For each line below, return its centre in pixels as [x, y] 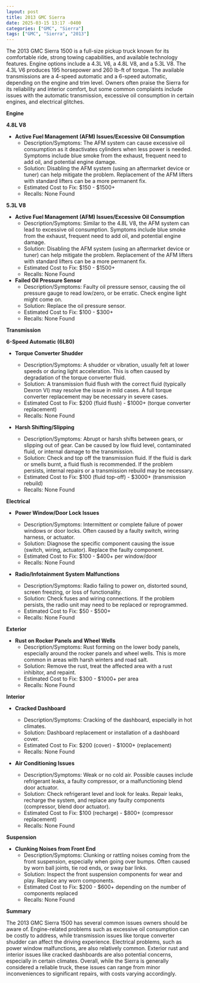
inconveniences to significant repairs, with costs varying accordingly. [91, 974]
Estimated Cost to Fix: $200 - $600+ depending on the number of [105, 887]
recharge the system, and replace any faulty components [94, 800]
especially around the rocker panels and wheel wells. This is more [105, 654]
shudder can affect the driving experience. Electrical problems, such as [94, 942]
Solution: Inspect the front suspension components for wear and [103, 874]
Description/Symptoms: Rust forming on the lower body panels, [102, 647]
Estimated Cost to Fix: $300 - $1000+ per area [81, 679]
